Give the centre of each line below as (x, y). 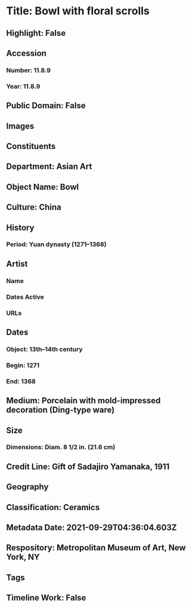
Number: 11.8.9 (28, 70)
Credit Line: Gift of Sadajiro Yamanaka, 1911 (88, 466)
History (20, 227)
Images (20, 126)
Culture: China (34, 207)
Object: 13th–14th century (44, 349)
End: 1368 (21, 381)
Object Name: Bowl (43, 187)
